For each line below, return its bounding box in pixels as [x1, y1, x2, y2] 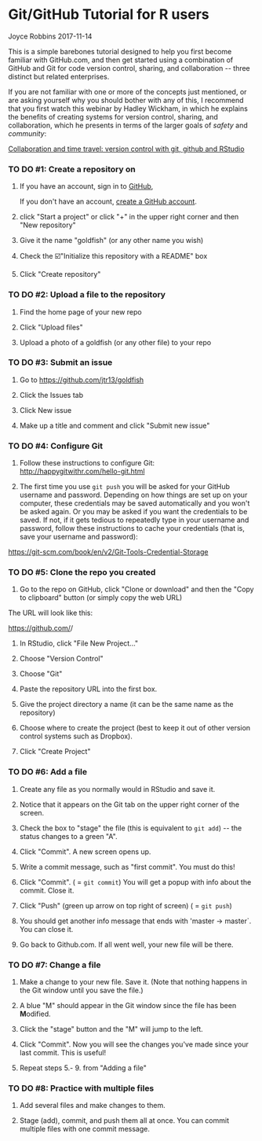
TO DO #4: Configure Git [8, 440, 104, 451]
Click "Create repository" [19, 270, 101, 279]
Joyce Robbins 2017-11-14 [8, 31, 93, 41]
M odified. [19, 1009, 51, 1019]
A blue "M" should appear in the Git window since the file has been [19, 1001, 237, 1010]
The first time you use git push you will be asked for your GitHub [19, 482, 230, 491]
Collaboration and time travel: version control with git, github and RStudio [8, 144, 245, 153]
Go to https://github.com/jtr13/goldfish [19, 375, 144, 385]
